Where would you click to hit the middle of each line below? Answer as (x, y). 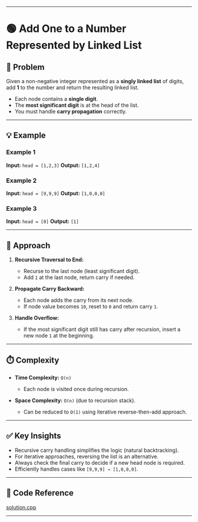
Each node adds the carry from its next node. (78, 300)
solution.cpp (21, 507)
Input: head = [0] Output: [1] (42, 221)
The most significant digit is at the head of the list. (77, 105)
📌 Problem (25, 67)
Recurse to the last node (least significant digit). (82, 271)
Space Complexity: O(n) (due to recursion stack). (75, 400)
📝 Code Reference (40, 493)
